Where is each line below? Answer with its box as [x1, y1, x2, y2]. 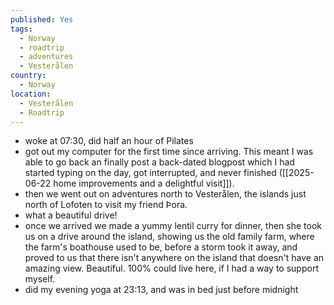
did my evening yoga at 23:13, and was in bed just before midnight [24, 284, 299, 296]
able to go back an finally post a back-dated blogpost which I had [24, 156, 295, 168]
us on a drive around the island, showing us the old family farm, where [24, 231, 315, 243]
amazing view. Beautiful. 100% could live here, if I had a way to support [24, 262, 319, 275]
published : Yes [10, 14, 74, 25]
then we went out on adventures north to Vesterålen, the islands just [24, 188, 307, 200]
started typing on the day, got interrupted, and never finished [24, 167, 277, 179]
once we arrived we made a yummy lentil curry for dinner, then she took [24, 220, 322, 232]
